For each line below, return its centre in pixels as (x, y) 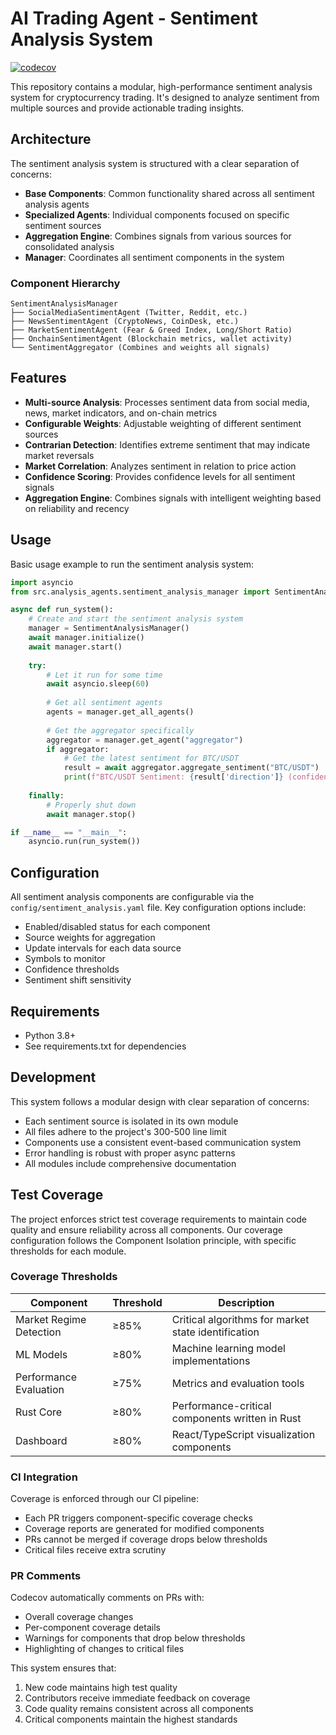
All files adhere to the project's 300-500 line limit (125, 1131)
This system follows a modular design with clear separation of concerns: (160, 1101)
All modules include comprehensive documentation (130, 1163)
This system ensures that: (63, 1668)
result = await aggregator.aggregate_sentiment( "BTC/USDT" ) (191, 768)
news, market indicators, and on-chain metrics (121, 413)
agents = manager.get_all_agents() (120, 712)
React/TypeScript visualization (243, 1434)
